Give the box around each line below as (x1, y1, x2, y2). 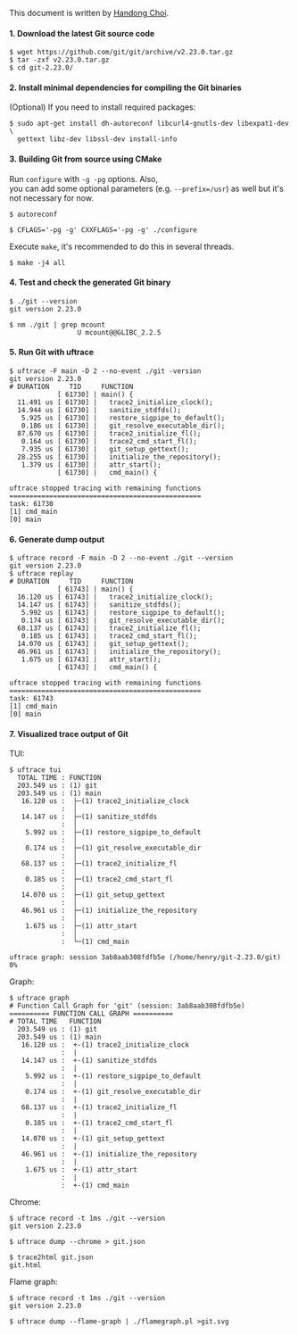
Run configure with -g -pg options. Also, (9, 173, 159, 184)
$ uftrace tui (9, 766, 62, 775)
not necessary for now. (9, 192, 94, 203)
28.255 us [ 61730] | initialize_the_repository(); (17, 452, 221, 462)
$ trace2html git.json (9, 1253, 94, 1262)
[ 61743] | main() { (56, 585, 134, 594)
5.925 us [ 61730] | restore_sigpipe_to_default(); (21, 414, 226, 423)
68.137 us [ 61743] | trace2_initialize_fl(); (17, 624, 202, 633)
